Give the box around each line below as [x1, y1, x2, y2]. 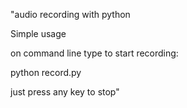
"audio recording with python [10, 9, 131, 20]
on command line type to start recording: [10, 47, 179, 59]
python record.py [10, 67, 82, 78]
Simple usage [10, 28, 67, 39]
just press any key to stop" [10, 86, 120, 98]
